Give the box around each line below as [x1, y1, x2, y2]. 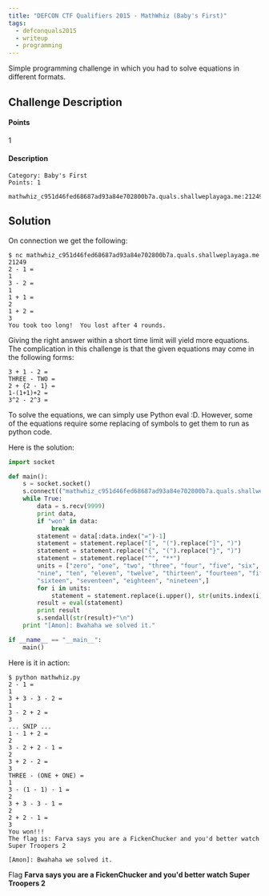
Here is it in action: [8, 658, 70, 668]
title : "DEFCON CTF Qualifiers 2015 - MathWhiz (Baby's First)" [8, 11, 227, 20]
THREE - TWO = [8, 374, 56, 383]
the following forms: [8, 352, 74, 361]
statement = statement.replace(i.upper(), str [50, 591, 210, 599]
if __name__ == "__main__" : [8, 636, 102, 644]
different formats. [8, 72, 66, 82]
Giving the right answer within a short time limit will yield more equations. [8, 335, 250, 345]
